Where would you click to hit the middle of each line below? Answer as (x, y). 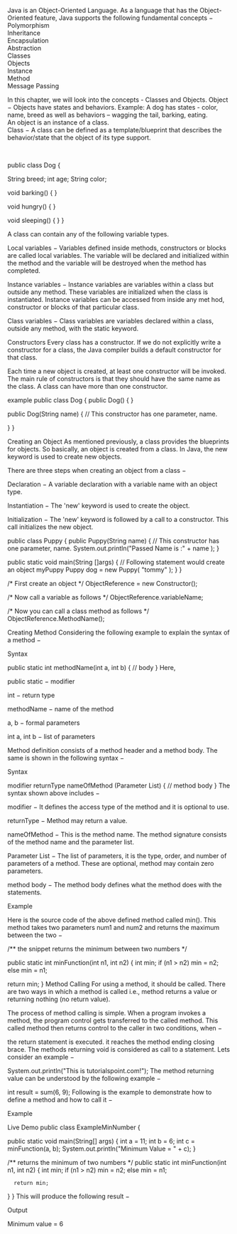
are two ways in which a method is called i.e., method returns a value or (112, 992)
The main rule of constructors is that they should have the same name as (114, 379)
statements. (25, 892)
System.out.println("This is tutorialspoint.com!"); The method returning (111, 1071)
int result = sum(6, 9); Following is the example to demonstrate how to (110, 1092)
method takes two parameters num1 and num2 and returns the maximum (114, 927)
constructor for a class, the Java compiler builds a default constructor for (114, 350)
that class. (22, 357)
